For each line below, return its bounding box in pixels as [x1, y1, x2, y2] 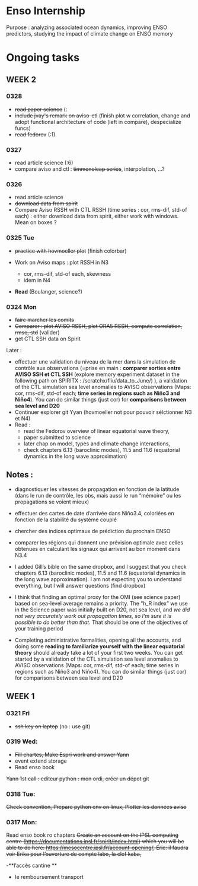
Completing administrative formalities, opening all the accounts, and [14, 636, 181, 643]
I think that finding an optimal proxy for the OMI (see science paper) [14, 593, 181, 600]
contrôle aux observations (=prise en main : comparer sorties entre [14, 365, 181, 371]
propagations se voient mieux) [14, 498, 90, 505]
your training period [14, 624, 63, 632]
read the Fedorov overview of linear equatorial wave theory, [23, 428, 170, 434]
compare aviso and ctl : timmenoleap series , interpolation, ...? [14, 165, 165, 173]
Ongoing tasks [6, 51, 80, 65]
